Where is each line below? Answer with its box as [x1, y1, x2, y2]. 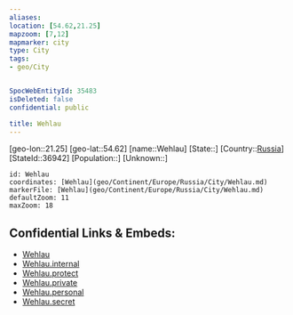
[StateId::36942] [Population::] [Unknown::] [9, 153, 169, 164]
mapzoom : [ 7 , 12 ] [9, 29, 69, 38]
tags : [9, 54, 29, 63]
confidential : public [9, 103, 90, 112]
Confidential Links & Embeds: [9, 225, 176, 240]
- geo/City [9, 63, 50, 72]
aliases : [9, 12, 42, 22]
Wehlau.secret [21, 296, 75, 307]
